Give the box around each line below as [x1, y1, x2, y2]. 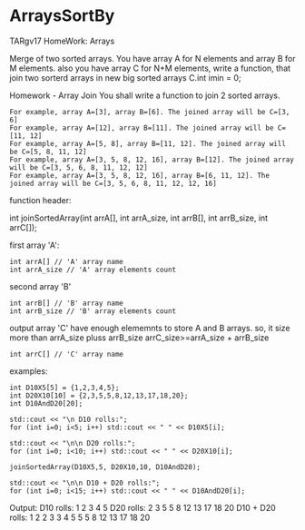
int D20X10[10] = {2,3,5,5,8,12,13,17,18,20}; [9, 391, 189, 400]
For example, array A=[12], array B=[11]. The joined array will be [9, 123, 274, 132]
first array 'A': [9, 240, 60, 250]
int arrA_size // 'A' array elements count [9, 265, 177, 274]
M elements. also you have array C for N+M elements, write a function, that [9, 63, 291, 74]
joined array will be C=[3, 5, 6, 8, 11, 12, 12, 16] [9, 179, 218, 188]
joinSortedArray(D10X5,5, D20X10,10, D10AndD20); [9, 462, 202, 472]
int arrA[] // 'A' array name [9, 257, 124, 266]
